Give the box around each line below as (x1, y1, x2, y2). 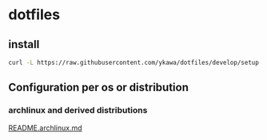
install (8, 38, 40, 51)
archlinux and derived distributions (8, 105, 148, 116)
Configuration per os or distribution (8, 81, 189, 94)
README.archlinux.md (8, 122, 82, 133)
